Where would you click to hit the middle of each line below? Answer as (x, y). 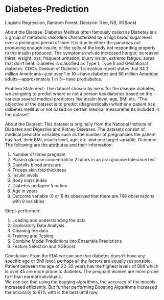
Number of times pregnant (39, 154)
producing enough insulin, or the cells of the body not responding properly (80, 48)
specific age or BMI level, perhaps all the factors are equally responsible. (79, 261)
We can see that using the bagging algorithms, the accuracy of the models (80, 282)
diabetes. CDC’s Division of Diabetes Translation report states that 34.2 (77, 68)
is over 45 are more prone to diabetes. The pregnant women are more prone (82, 271)
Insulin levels (25, 175)
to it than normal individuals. (34, 276)
